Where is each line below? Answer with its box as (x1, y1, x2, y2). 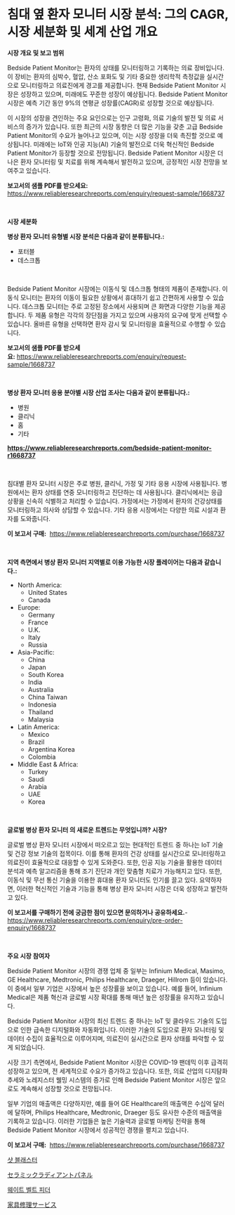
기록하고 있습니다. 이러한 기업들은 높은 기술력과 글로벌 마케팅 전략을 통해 (7, 1117, 206, 1125)
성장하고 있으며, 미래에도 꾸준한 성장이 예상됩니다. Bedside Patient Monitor (20, 89, 228, 98)
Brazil (27, 738, 45, 746)
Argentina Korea (27, 745, 75, 753)
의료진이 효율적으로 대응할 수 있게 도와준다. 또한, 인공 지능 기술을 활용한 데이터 (7, 858, 222, 866)
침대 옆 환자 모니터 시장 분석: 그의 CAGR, (7, 6, 229, 22)
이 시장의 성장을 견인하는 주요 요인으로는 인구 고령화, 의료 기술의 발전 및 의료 (7, 113, 217, 122)
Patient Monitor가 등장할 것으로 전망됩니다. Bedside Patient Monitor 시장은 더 (7, 148, 224, 157)
